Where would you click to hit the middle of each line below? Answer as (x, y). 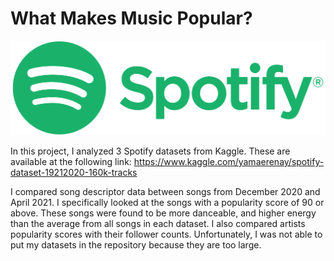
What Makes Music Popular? (131, 18)
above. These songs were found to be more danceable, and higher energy (163, 213)
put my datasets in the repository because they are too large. (136, 245)
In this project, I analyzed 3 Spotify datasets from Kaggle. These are (150, 151)
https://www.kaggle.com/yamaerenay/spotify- (229, 162)
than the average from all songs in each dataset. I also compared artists (158, 224)
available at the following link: (71, 162)
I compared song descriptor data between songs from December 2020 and (165, 192)
